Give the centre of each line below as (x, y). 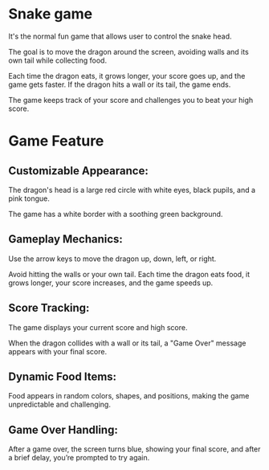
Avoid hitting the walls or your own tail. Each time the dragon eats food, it (129, 274)
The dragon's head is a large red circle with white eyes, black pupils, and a (132, 190)
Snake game (51, 14)
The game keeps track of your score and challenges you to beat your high (131, 100)
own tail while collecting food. (57, 60)
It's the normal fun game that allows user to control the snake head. (120, 36)
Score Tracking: (49, 308)
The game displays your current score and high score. (98, 327)
